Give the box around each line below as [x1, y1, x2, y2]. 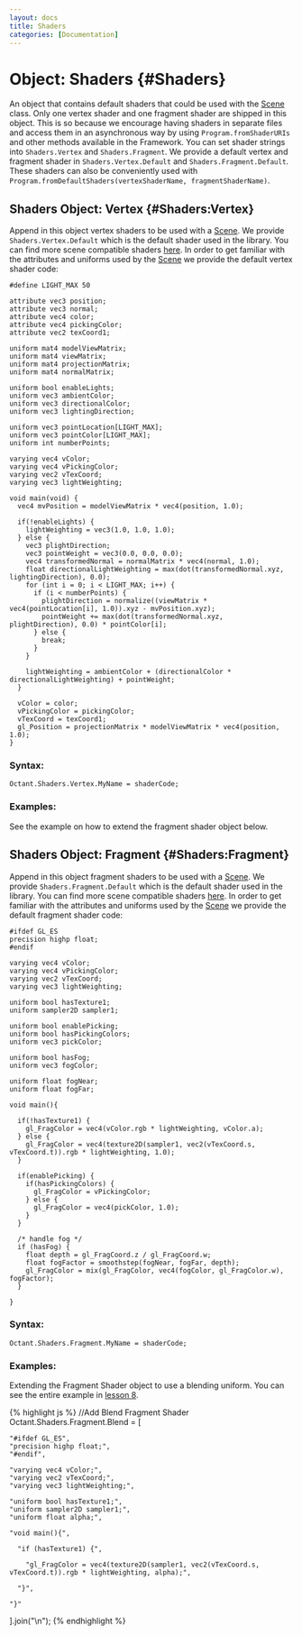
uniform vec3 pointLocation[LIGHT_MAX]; [9, 423, 164, 433]
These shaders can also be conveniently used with [9, 166, 198, 177]
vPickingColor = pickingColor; [17, 707, 135, 717]
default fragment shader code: [9, 909, 124, 920]
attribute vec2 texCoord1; [9, 328, 111, 338]
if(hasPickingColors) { [25, 1179, 115, 1188]
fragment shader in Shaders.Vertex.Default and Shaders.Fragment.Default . [9, 156, 289, 167]
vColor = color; [17, 699, 78, 708]
